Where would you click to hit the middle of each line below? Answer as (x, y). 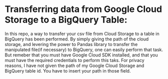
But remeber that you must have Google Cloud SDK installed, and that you (81, 55)
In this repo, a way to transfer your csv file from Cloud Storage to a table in (82, 33)
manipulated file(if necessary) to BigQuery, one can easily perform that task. (84, 49)
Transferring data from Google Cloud (83, 9)
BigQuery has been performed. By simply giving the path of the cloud (77, 39)
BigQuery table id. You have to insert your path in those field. (68, 70)
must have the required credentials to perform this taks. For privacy (74, 60)
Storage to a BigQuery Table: (66, 20)
